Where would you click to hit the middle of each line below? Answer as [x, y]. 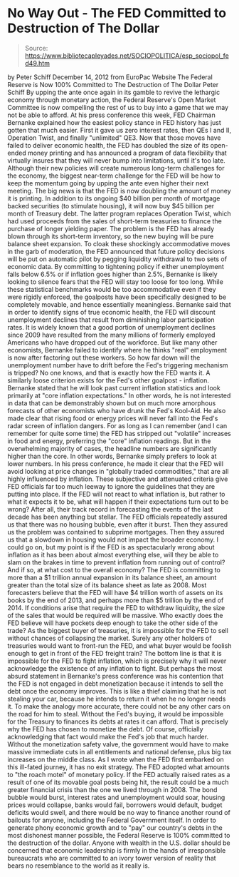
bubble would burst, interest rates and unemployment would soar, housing [116, 797]
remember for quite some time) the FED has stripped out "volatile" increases [119, 433]
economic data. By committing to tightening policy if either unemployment [116, 266]
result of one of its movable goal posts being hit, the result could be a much [118, 782]
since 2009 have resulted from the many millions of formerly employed [111, 335]
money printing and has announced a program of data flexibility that [127, 153]
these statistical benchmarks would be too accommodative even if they [112, 289]
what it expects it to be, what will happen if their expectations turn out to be [118, 502]
